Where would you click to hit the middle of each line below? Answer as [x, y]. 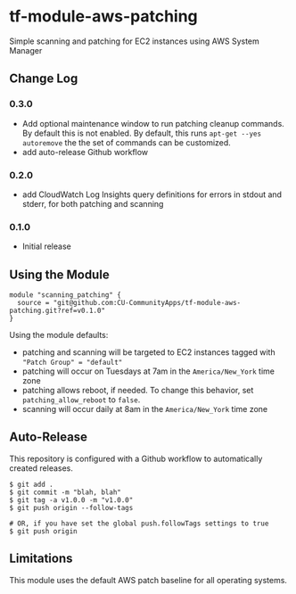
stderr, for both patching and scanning [93, 203]
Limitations [41, 559]
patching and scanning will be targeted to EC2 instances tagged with [148, 352]
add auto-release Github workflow [85, 152]
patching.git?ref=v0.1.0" [57, 311]
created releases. [41, 468]
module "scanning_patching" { [66, 295]
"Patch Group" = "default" [72, 363]
